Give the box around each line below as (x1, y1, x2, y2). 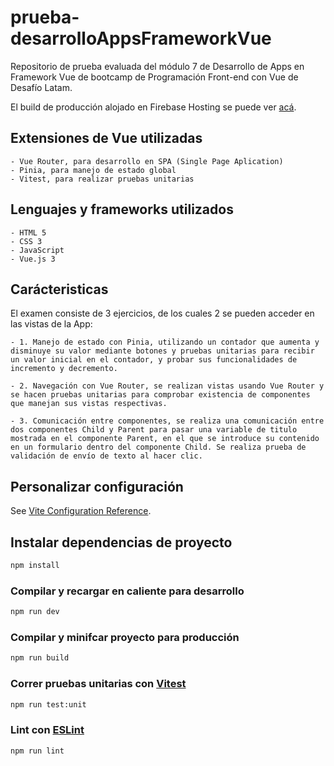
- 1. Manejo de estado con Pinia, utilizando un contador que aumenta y (10, 337, 320, 348)
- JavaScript (10, 245, 65, 255)
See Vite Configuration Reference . (10, 505, 152, 517)
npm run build (10, 653, 70, 663)
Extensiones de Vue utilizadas (10, 130, 203, 147)
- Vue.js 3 (10, 254, 56, 264)
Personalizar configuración (10, 478, 184, 495)
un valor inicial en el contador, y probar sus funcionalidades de (10, 355, 298, 365)
